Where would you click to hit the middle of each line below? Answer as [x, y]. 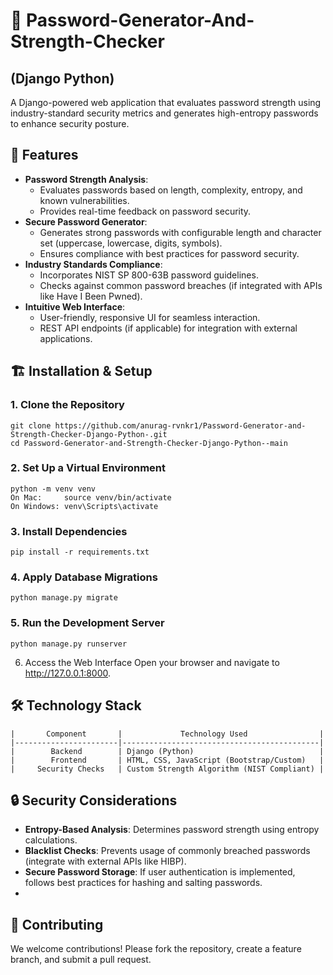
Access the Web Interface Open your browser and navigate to [152, 662]
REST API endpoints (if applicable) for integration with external [168, 328]
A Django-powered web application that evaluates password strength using [166, 102]
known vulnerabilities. [84, 200]
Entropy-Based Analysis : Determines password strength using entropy [172, 830]
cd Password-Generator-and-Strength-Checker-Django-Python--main [149, 443]
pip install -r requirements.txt [80, 552]
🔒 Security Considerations [94, 800]
